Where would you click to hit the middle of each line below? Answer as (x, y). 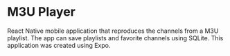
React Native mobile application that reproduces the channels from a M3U (113, 31)
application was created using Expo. (59, 45)
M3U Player (42, 12)
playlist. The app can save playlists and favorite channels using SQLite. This (115, 38)
